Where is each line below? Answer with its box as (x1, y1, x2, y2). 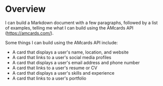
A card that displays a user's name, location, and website (12, 49, 129, 55)
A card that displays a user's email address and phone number (12, 59, 140, 65)
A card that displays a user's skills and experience (12, 70, 115, 76)
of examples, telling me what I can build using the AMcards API (5, 25, 134, 30)
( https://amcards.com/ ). (5, 30, 54, 36)
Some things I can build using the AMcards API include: (5, 39, 118, 45)
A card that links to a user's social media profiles (12, 54, 112, 60)
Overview (5, 3, 46, 15)
